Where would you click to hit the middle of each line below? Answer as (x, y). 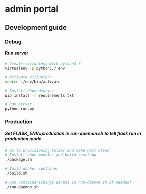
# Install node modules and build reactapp (51, 155)
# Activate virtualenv (28, 77)
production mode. (24, 139)
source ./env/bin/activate (33, 82)
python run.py (20, 109)
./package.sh (19, 160)
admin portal (32, 9)
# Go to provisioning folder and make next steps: (58, 150)
